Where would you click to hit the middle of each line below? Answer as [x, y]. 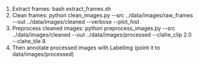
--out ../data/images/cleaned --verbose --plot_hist [76, 22]
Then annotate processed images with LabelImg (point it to [86, 48]
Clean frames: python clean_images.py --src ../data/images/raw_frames [103, 15]
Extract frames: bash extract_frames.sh [61, 9]
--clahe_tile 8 [29, 41]
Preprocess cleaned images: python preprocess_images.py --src [93, 28]
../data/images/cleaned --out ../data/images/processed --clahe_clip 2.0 [102, 35]
